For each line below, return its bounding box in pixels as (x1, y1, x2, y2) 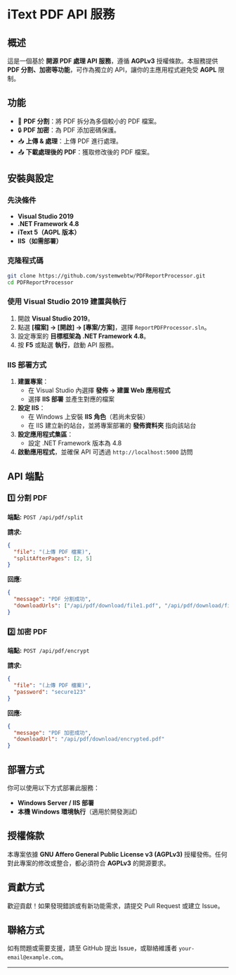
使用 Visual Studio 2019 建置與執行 (7, 297, 126, 306)
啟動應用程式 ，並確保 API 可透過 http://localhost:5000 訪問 (17, 448, 193, 457)
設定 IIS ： (17, 404, 46, 412)
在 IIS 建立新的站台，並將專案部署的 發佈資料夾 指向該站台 (27, 421, 197, 430)
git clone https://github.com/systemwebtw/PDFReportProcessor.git (7, 272, 206, 279)
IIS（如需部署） (17, 237, 63, 245)
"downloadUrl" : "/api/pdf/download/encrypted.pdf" (13, 735, 165, 743)
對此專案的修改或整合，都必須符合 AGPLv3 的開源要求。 (7, 859, 170, 867)
